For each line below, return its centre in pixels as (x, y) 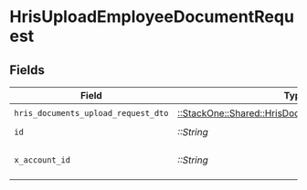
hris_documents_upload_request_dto (91, 113)
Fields (27, 70)
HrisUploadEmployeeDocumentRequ (152, 17)
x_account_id (42, 160)
